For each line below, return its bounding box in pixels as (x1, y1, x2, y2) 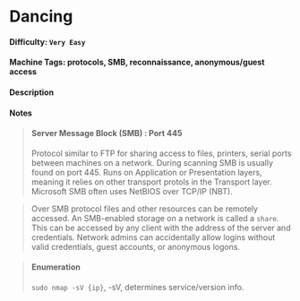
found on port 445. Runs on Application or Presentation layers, (30, 167, 262, 177)
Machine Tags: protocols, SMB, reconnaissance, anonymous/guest (9, 56, 265, 68)
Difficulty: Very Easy (9, 36, 86, 47)
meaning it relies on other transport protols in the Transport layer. (30, 176, 272, 187)
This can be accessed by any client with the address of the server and (30, 222, 291, 233)
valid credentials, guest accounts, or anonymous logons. (30, 241, 240, 252)
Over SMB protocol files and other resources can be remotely (30, 203, 258, 214)
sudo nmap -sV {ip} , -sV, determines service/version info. (30, 281, 244, 292)
